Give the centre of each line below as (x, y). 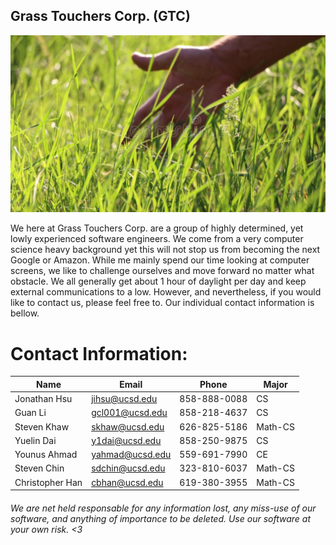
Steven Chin (39, 468)
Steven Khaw (42, 426)
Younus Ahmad (46, 454)
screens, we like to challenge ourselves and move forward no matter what (162, 271)
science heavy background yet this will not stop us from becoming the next (165, 250)
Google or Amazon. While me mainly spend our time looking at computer (160, 260)
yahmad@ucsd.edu (131, 454)
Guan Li (30, 413)
